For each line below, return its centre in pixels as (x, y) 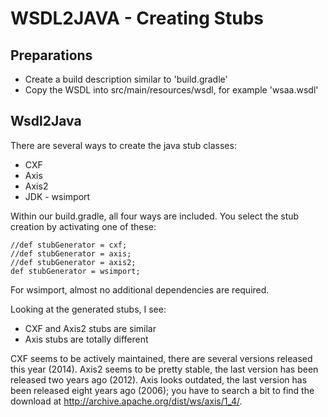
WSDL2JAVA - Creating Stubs (137, 18)
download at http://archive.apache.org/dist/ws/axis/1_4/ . (126, 401)
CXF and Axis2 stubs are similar (90, 328)
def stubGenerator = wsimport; (75, 271)
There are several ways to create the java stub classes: (123, 145)
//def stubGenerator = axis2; (73, 262)
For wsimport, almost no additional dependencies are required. (140, 289)
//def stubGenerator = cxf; (69, 245)
